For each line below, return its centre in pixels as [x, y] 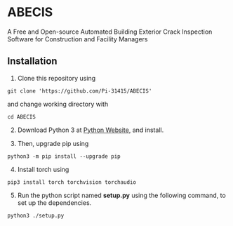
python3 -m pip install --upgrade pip [64, 156]
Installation [32, 61]
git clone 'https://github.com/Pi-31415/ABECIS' [80, 91]
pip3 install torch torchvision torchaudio [72, 182]
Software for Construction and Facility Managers [78, 39]
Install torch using [43, 169]
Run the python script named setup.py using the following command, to [121, 195]
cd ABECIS [22, 117]
